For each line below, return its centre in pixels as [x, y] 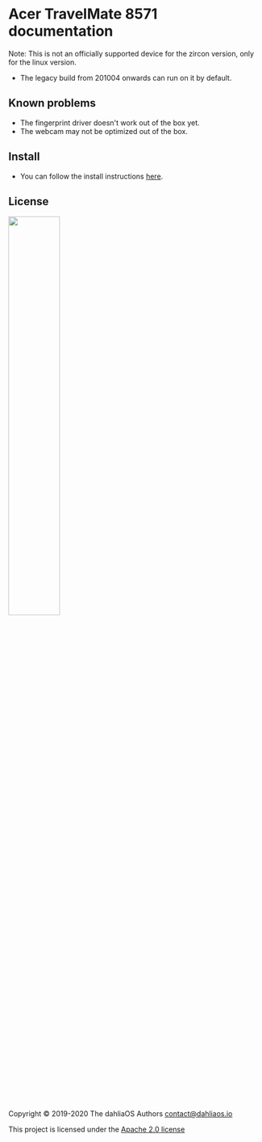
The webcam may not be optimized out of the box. [104, 131]
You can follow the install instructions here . [91, 176]
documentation [61, 31]
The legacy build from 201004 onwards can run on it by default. [126, 78]
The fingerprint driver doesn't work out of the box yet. [110, 123]
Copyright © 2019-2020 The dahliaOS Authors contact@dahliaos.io [121, 1114]
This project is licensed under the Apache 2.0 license [97, 1129]
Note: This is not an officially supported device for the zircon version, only [131, 53]
